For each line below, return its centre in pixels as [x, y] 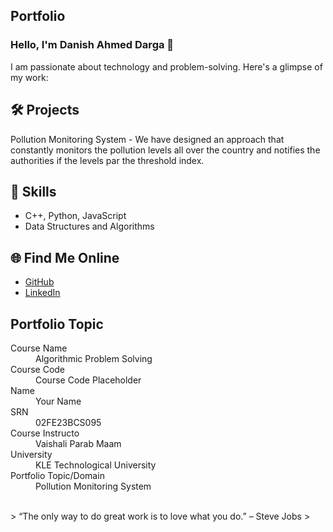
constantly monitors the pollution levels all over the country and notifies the [165, 150]
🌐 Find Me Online [65, 257]
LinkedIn [42, 293]
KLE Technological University [96, 465]
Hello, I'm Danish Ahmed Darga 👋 [92, 45]
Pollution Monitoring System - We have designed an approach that [147, 139]
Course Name [39, 348]
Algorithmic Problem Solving [94, 358]
